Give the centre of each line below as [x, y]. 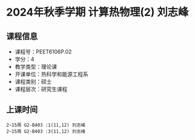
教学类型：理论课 [36, 67]
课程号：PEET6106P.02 [43, 52]
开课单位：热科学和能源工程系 [51, 74]
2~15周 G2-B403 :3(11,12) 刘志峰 [46, 131]
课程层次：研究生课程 [41, 89]
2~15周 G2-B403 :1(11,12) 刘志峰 [46, 125]
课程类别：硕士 [33, 82]
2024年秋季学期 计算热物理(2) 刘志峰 [97, 12]
